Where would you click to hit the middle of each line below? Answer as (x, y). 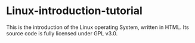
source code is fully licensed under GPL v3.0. (62, 33)
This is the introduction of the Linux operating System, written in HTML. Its (97, 27)
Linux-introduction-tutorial (75, 11)
